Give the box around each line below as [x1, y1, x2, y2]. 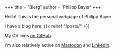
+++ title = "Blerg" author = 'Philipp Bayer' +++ [4, 4, 101, 10]
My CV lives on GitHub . [4, 33, 53, 38]
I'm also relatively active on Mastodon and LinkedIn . [4, 42, 111, 48]
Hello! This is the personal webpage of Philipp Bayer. [4, 14, 113, 19]
